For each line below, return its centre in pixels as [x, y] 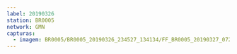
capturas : [21, 33]
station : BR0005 [30, 20]
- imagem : [27, 40]
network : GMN [26, 27]
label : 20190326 [30, 14]
